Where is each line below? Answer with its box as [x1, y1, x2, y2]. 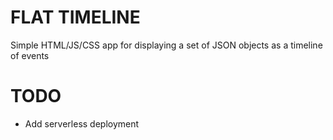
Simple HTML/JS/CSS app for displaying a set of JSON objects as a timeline [10, 39, 323, 51]
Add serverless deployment [24, 117, 140, 130]
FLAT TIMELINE [10, 6, 141, 29]
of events [10, 49, 50, 61]
